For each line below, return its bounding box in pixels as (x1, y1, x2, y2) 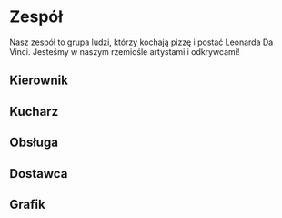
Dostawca (9, 166, 68, 182)
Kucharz (9, 103, 59, 119)
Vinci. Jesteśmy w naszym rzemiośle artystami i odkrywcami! (9, 46, 240, 57)
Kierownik (9, 73, 68, 88)
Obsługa (9, 135, 59, 151)
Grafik (9, 196, 45, 212)
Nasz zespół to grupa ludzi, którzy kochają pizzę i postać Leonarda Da (9, 36, 274, 47)
